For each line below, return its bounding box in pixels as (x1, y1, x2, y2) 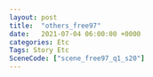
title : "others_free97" (9, 21, 101, 30)
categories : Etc (9, 37, 69, 47)
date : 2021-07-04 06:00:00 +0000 (9, 29, 141, 38)
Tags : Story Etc (9, 46, 69, 55)
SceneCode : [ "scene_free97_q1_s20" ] (9, 54, 145, 63)
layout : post (9, 12, 58, 22)
